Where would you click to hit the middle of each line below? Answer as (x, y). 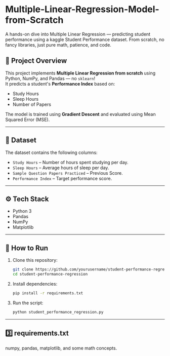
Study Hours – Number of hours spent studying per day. (70, 162)
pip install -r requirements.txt (48, 293)
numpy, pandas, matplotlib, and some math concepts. (61, 348)
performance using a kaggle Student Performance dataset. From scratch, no (85, 39)
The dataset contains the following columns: (51, 152)
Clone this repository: (35, 260)
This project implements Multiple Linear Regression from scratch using (80, 73)
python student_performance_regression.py (58, 312)
